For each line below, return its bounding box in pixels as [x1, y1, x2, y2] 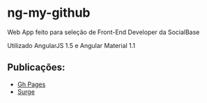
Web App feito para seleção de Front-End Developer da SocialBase [7, 28, 200, 36]
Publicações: [7, 61, 66, 74]
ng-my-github [7, 5, 91, 21]
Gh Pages [17, 80, 46, 88]
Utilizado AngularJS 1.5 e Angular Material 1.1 [7, 41, 136, 49]
